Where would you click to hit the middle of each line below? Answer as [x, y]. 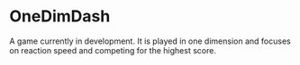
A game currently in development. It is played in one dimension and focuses [150, 41]
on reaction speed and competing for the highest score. [113, 50]
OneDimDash [60, 16]
